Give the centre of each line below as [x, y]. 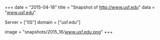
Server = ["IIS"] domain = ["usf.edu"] [43, 22]
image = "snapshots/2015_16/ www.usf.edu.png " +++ [59, 32]
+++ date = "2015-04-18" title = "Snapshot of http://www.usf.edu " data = [80, 7]
